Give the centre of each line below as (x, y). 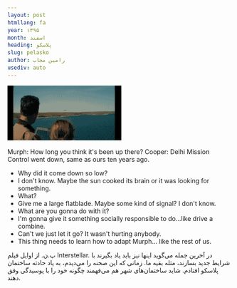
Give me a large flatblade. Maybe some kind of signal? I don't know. (117, 203)
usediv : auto (27, 68)
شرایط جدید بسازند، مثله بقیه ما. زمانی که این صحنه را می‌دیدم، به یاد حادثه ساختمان (119, 262)
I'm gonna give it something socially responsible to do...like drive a (115, 218)
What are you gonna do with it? (63, 211)
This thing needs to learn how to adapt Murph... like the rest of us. (115, 241)
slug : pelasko (28, 53)
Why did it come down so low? (63, 173)
